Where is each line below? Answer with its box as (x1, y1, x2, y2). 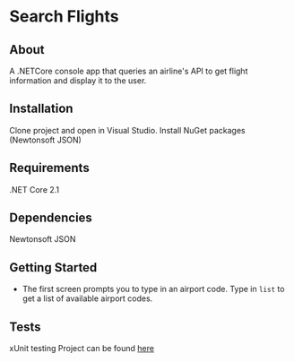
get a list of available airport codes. (22, 293, 153, 304)
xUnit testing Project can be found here (9, 343, 155, 354)
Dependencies (9, 211, 92, 226)
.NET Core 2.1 (9, 184, 60, 194)
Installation (9, 101, 73, 116)
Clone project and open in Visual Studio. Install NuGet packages (9, 125, 246, 135)
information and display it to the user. (9, 75, 147, 86)
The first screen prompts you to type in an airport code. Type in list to (22, 284, 285, 295)
